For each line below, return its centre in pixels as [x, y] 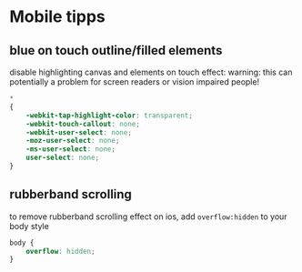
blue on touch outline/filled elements [116, 50]
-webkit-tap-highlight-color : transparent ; [110, 116]
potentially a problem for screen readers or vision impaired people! [135, 82]
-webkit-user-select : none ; [79, 132]
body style [30, 226]
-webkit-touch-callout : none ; [83, 124]
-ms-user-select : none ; [71, 149]
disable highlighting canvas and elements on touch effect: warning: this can [151, 72]
